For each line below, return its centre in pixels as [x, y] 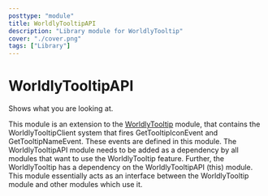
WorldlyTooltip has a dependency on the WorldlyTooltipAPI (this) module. [131, 168]
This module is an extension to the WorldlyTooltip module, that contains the [134, 124]
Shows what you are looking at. [61, 109]
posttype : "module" [41, 16]
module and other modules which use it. [76, 185]
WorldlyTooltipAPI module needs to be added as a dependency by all [124, 150]
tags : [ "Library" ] [39, 46]
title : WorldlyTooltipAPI [52, 23]
